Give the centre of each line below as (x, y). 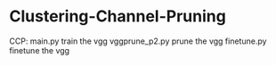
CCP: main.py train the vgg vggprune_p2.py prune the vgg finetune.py (138, 41)
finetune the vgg (39, 50)
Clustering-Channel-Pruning (118, 16)
